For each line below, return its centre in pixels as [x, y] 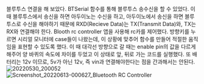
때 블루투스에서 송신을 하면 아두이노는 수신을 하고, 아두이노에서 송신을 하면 [95, 16]
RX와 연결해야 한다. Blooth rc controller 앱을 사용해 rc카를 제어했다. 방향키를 [98, 31]
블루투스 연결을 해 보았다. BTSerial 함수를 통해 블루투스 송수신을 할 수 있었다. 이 [101, 9]
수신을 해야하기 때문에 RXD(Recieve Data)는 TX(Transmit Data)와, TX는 [109, 24]
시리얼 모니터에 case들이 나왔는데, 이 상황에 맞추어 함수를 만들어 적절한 [102, 39]
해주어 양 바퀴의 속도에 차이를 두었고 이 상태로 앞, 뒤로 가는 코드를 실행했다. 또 [99, 54]
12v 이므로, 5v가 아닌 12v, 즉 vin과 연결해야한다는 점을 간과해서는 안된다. [109, 62]
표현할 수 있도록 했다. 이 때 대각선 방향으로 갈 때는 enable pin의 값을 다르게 [107, 47]
